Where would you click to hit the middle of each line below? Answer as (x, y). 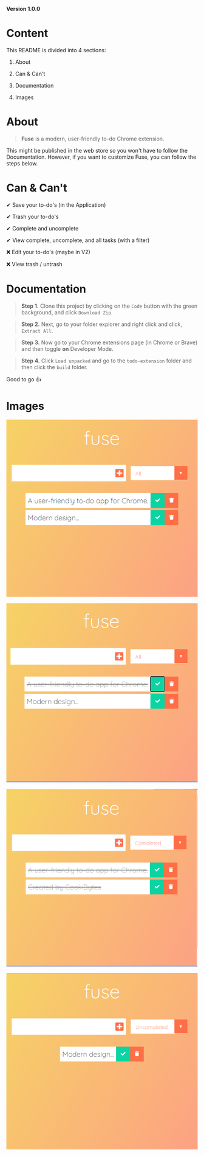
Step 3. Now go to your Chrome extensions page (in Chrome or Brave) (109, 342)
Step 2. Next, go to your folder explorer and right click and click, (102, 324)
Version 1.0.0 (23, 9)
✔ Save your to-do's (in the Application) (56, 205)
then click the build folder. (54, 367)
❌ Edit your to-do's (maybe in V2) (49, 252)
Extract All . (37, 330)
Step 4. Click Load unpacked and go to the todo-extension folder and (107, 361)
